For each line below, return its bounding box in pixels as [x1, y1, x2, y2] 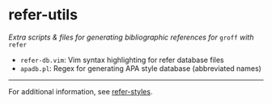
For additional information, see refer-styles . [8, 86, 153, 96]
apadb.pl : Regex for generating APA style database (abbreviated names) [19, 63, 261, 73]
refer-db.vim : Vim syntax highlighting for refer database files [19, 55, 224, 64]
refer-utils [8, 6, 79, 24]
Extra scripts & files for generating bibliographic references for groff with [8, 32, 254, 42]
